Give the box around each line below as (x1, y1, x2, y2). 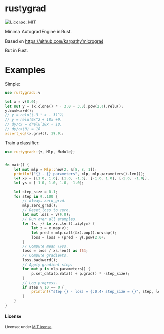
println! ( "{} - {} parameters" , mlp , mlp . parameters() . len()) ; (14, 172, 145, 177)
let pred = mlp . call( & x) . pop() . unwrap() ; (31, 230, 117, 235)
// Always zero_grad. (22, 199, 67, 203)
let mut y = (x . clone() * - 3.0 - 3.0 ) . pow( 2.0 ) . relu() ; (5, 104, 123, 109)
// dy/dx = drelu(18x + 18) (5, 122, 62, 127)
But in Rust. (5, 47, 28, 53)
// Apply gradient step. (22, 262, 73, 267)
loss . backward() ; (22, 258, 58, 263)
